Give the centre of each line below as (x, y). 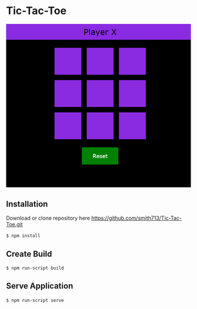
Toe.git (15, 224)
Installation (27, 204)
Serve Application (40, 286)
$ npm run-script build (35, 268)
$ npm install (23, 236)
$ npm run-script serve (35, 300)
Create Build (29, 254)
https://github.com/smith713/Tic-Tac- (136, 218)
